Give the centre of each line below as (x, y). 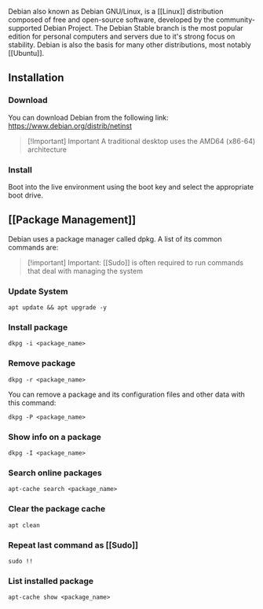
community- (235, 20)
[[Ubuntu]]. (26, 53)
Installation (36, 78)
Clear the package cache (57, 509)
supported (25, 28)
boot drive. (26, 195)
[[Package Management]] (72, 220)
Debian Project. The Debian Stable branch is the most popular (143, 28)
